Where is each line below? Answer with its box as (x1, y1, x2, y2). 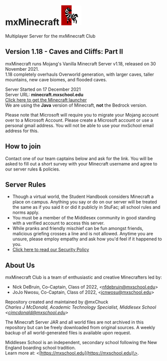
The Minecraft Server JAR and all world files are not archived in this (5, 319, 144, 325)
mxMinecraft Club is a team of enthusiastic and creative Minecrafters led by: (5, 274, 162, 280)
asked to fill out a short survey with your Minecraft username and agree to (5, 161, 158, 167)
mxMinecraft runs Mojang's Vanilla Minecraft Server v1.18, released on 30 (5, 60, 156, 67)
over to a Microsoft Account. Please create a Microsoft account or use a (5, 117, 153, 123)
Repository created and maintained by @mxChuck (5, 299, 109, 305)
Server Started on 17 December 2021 (5, 86, 81, 92)
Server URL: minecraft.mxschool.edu (5, 91, 84, 97)
